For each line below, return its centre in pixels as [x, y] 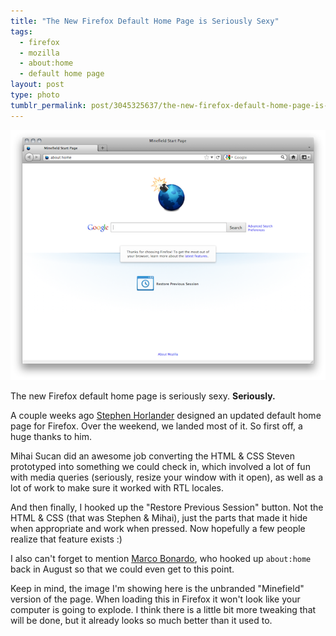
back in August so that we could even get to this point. [122, 569]
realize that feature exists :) [66, 539]
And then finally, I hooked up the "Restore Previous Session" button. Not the [167, 507]
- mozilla [39, 53]
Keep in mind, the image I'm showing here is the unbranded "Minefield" [157, 589]
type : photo [35, 95]
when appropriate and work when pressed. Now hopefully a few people [158, 529]
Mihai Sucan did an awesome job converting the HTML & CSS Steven [152, 456]
